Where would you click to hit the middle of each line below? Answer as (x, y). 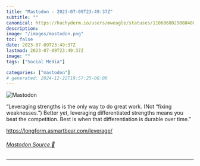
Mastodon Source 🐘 (31, 145)
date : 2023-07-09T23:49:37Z (41, 45)
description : (22, 28)
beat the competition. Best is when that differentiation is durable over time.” (99, 119)
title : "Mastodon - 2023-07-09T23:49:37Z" (60, 12)
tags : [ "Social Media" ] (36, 62)
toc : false (20, 39)
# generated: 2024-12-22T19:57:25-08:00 (57, 78)
